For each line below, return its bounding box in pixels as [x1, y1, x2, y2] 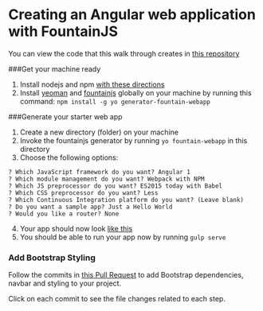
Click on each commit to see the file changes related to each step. [8, 294, 226, 304]
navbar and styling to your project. [8, 278, 122, 288]
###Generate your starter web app [8, 111, 123, 121]
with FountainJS [8, 22, 118, 41]
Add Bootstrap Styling [8, 252, 96, 263]
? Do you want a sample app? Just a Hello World [8, 203, 173, 211]
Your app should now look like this [19, 224, 133, 233]
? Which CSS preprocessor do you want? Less [8, 189, 159, 196]
